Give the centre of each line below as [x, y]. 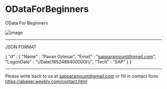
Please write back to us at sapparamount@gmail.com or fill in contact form [82, 76]
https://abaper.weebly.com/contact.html [46, 81]
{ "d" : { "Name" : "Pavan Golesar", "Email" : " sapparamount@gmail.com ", [81, 56]
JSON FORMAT [21, 47]
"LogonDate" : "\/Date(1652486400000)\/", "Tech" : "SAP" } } [68, 62]
